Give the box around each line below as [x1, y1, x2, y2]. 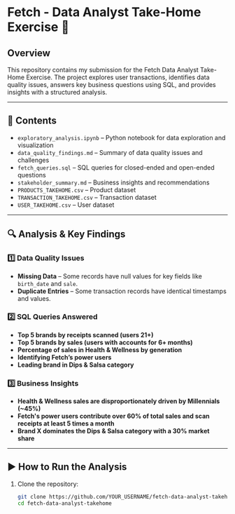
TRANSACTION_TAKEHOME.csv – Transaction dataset [17, 193, 157, 201]
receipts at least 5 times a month [17, 419, 115, 428]
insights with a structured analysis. [7, 88, 108, 96]
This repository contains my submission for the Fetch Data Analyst [7, 66, 199, 74]
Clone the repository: [17, 480, 79, 488]
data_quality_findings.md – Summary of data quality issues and [17, 148, 203, 156]
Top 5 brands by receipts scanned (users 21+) [17, 330, 154, 339]
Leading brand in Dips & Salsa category [17, 360, 134, 369]
